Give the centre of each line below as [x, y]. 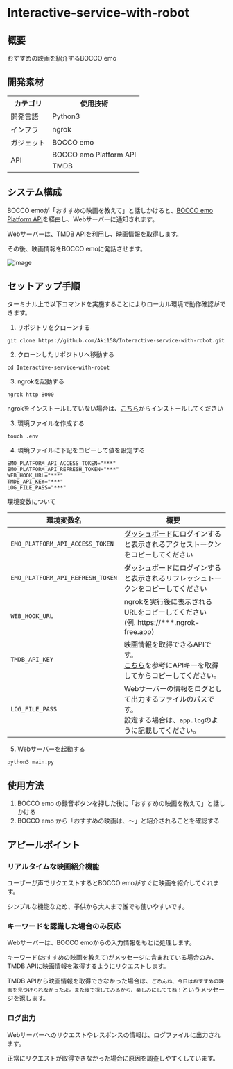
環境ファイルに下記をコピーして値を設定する [81, 450]
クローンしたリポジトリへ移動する [66, 355]
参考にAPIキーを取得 [185, 665]
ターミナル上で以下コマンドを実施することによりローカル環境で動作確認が [113, 304]
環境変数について [32, 502]
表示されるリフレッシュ [169, 578]
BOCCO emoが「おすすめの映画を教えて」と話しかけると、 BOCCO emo [110, 210]
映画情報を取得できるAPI [164, 644]
